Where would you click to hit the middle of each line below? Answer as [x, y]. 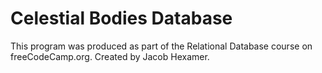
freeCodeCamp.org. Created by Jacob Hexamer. [110, 56]
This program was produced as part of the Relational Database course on [161, 46]
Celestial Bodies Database [121, 18]
